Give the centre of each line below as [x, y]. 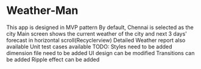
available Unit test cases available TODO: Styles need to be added [89, 47]
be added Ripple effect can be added [53, 59]
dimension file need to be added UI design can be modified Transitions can [100, 53]
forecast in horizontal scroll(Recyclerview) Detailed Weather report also [96, 40]
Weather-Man [42, 11]
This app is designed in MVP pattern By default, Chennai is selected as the [100, 27]
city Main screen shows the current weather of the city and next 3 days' [97, 33]
